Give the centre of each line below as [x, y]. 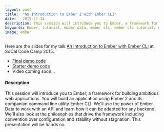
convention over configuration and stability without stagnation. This [73, 119]
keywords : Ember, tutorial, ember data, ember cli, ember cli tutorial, [81, 28]
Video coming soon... [33, 71]
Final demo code [29, 61]
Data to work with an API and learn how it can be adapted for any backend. [81, 109]
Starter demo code [31, 66]
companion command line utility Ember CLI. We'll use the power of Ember [79, 104]
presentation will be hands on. [35, 125]
